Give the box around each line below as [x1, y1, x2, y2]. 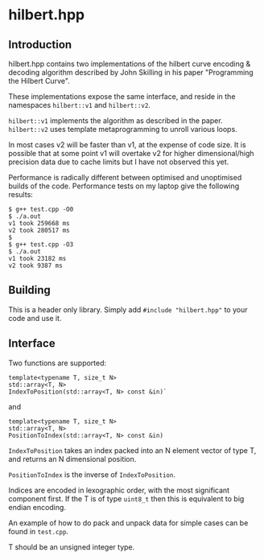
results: [8, 190, 34, 199]
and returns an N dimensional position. [8, 454, 137, 463]
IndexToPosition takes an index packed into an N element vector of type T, [8, 445, 257, 455]
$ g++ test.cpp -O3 [8, 241, 74, 249]
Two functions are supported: [8, 358, 107, 368]
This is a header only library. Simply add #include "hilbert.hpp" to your [8, 304, 248, 315]
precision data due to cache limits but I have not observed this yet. [8, 157, 229, 167]
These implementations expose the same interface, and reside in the [8, 92, 236, 101]
